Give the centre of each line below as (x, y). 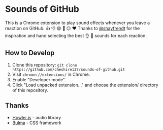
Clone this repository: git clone (45, 65)
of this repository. (30, 90)
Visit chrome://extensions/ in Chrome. (51, 74)
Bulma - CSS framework (37, 123)
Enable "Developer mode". (39, 79)
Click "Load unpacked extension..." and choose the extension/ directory (85, 85)
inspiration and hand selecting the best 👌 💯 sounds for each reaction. (76, 35)
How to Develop (30, 53)
